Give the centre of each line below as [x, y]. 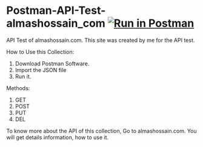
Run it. [23, 76]
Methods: [18, 88]
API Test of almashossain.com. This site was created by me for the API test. [101, 40]
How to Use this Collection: [40, 51]
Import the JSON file [41, 70]
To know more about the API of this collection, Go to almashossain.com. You [101, 131]
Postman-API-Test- [56, 11]
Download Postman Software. [52, 64]
